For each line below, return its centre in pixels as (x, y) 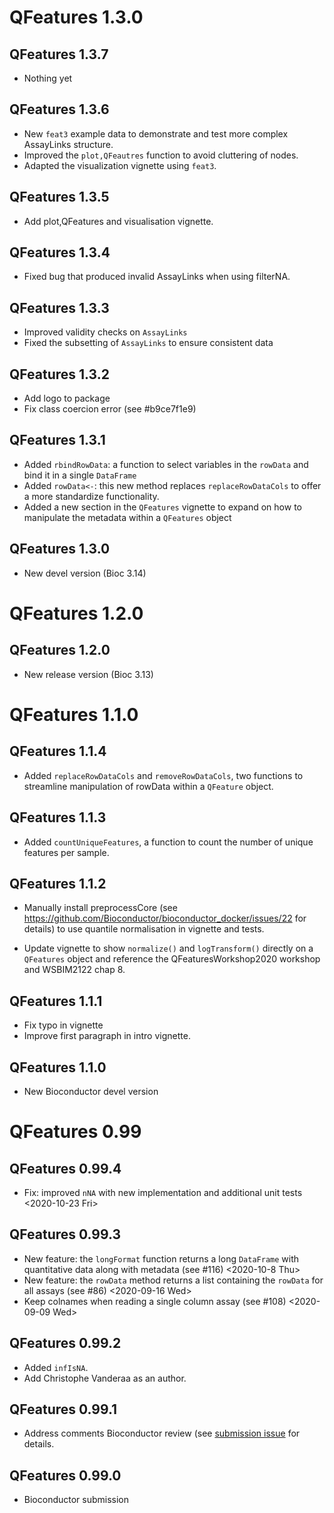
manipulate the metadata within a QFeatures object (127, 517)
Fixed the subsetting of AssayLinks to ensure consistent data (148, 343)
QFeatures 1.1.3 (58, 817)
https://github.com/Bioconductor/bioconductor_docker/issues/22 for (165, 918)
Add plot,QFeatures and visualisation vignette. (118, 221)
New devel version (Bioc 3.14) (85, 573)
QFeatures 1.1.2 (58, 883)
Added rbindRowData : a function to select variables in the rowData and (166, 464)
